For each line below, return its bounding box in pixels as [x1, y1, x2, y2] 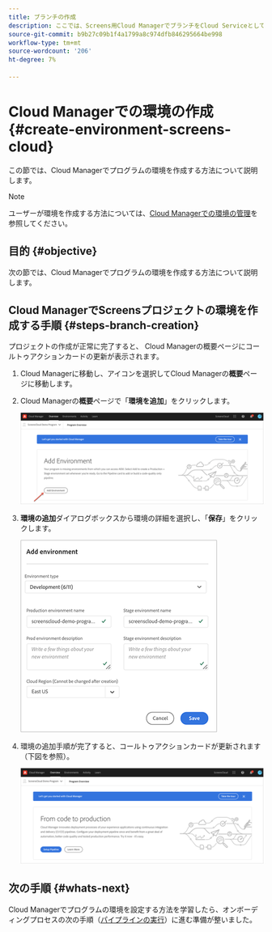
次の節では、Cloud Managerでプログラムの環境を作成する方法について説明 [8, 267, 258, 277]
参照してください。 [8, 218, 73, 228]
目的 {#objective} [8, 244, 98, 258]
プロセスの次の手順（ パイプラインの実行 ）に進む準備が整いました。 [29, 914, 257, 924]
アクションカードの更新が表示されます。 [29, 352, 164, 362]
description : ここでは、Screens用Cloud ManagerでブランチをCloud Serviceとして [8, 21, 266, 30]
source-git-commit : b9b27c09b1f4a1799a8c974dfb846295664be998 [8, 30, 223, 38]
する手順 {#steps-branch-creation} [19, 319, 200, 333]
